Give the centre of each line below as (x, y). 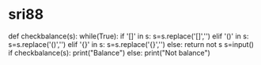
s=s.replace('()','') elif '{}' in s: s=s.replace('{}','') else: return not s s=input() (131, 44)
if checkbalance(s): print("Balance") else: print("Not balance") (110, 52)
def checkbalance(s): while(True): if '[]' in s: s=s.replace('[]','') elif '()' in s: (129, 36)
